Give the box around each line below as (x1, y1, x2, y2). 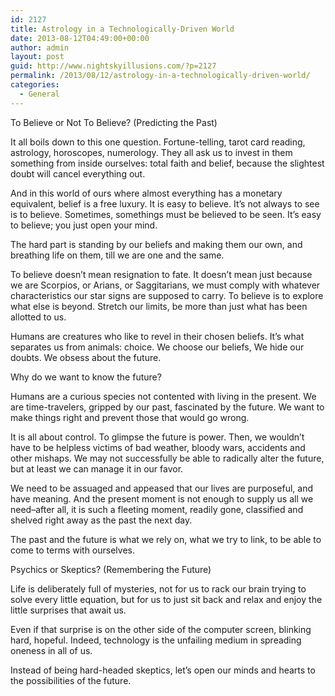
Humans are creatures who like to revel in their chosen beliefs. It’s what (10, 330, 305, 342)
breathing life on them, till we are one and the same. (10, 249, 225, 261)
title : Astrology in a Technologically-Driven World (10, 24, 235, 34)
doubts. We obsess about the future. (10, 351, 162, 363)
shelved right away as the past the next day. (10, 514, 193, 526)
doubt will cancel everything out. (10, 167, 146, 180)
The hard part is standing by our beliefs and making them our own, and (10, 238, 303, 250)
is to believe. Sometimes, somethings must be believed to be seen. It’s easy (10, 208, 322, 220)
